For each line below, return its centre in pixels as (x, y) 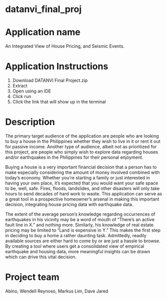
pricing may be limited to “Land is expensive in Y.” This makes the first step (83, 230)
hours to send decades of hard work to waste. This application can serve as (84, 194)
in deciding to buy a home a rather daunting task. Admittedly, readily (76, 235)
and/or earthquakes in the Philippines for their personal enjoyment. (74, 157)
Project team (32, 277)
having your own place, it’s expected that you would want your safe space (82, 183)
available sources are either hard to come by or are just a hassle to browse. (83, 241)
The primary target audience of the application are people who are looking (82, 136)
